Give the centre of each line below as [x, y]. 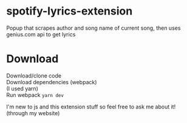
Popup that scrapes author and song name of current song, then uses [93, 28]
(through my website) [33, 113]
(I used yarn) [22, 88]
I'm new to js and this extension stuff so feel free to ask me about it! [91, 107]
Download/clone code [34, 75]
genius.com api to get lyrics [41, 34]
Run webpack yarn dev [35, 95]
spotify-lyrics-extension [70, 11]
